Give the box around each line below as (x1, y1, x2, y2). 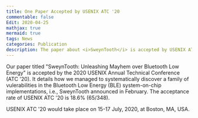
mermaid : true (6, 31, 41, 36)
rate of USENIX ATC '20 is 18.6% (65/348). (6, 94, 110, 101)
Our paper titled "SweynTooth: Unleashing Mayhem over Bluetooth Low (6, 63, 180, 70)
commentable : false (6, 14, 54, 20)
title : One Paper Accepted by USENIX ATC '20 (6, 8, 120, 15)
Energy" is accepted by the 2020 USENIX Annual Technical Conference (6, 69, 180, 76)
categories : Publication (6, 42, 67, 48)
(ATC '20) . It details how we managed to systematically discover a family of (6, 75, 189, 82)
